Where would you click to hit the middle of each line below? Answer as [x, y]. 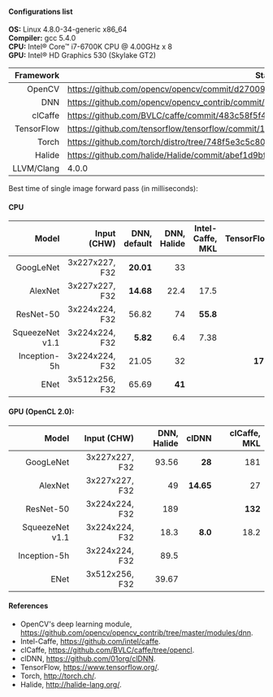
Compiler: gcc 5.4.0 [42, 38]
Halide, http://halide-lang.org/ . [71, 684]
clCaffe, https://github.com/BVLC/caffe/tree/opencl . [107, 650]
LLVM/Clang [36, 168]
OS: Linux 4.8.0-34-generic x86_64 [68, 29]
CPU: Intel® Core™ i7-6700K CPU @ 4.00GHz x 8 [91, 47]
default [138, 244]
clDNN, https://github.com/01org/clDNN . [88, 658]
